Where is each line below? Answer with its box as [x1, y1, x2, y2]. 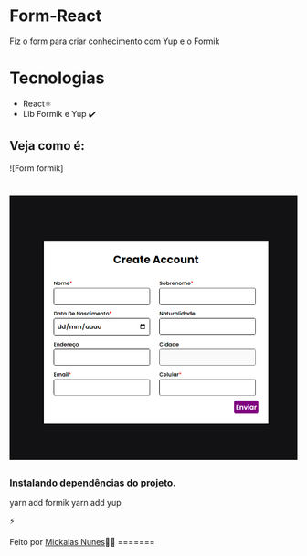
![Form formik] [9, 162, 64, 174]
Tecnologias [9, 68, 105, 89]
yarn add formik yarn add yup [9, 497, 122, 508]
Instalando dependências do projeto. [9, 476, 176, 489]
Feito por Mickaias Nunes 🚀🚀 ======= [9, 536, 155, 547]
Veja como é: [9, 138, 85, 154]
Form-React [9, 5, 102, 27]
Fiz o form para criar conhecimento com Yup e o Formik [9, 36, 220, 47]
